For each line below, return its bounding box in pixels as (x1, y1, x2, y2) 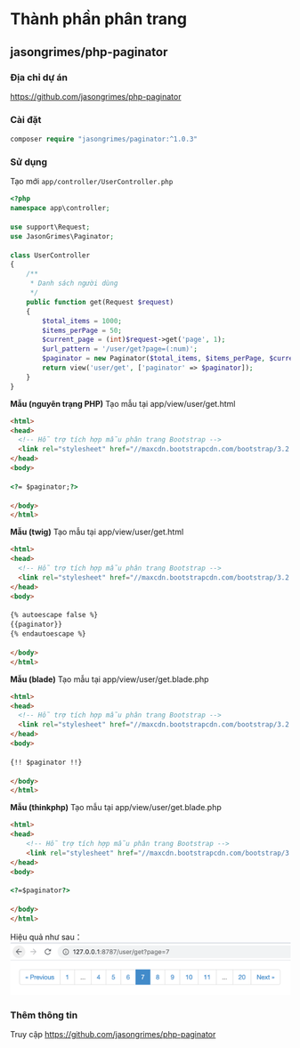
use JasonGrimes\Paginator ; (10, 232, 115, 240)
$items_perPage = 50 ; (42, 326, 123, 335)
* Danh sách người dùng (29, 279, 118, 288)
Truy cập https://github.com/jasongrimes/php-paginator (10, 1028, 216, 1039)
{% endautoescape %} (10, 630, 87, 638)
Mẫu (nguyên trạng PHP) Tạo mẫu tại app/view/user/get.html (10, 398, 236, 409)
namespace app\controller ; (10, 204, 110, 213)
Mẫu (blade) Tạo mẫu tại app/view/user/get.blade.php (10, 673, 209, 685)
